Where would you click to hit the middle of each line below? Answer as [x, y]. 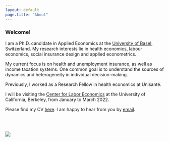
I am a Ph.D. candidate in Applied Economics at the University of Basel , [79, 43]
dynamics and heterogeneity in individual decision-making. [67, 74]
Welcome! [18, 32]
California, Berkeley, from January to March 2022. [57, 100]
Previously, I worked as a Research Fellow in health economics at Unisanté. [83, 84]
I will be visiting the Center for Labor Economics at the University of [75, 94]
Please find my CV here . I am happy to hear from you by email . [70, 109]
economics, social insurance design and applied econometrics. [71, 54]
